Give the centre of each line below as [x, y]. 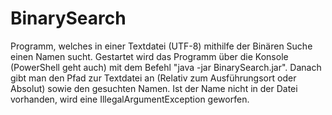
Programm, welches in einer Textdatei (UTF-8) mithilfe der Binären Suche [161, 46]
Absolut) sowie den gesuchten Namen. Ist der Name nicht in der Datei [154, 88]
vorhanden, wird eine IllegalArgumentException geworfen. [130, 99]
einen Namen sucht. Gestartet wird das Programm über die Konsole [149, 56]
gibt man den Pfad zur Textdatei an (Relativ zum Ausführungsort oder [153, 78]
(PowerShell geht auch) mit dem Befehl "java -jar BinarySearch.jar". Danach [166, 67]
